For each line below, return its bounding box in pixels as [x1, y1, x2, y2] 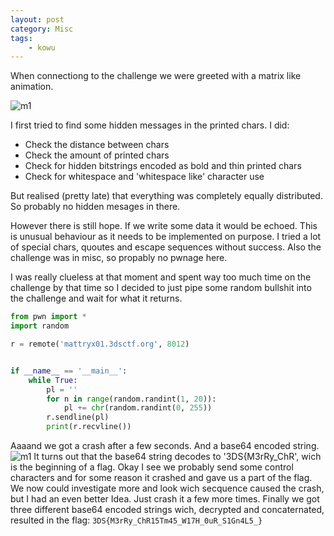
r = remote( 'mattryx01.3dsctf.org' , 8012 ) [10, 339, 190, 349]
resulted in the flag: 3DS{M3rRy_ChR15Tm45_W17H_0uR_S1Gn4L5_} [10, 514, 263, 526]
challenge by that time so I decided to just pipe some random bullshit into [10, 282, 312, 294]
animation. [10, 81, 54, 93]
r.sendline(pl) [46, 412, 110, 423]
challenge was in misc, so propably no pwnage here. [10, 252, 228, 264]
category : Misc [10, 24, 74, 34]
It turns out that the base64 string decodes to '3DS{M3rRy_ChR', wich [33, 451, 322, 462]
